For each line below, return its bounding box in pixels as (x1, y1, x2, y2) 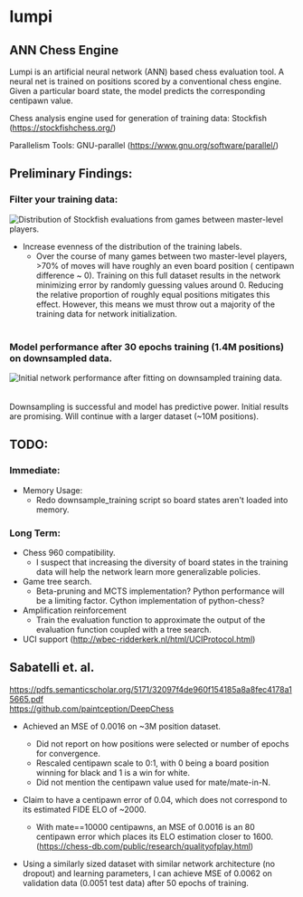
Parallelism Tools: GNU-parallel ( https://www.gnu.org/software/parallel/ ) (9, 140, 279, 150)
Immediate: (9, 464, 61, 477)
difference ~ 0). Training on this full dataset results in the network (35, 270, 281, 281)
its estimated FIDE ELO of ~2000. (22, 804, 147, 815)
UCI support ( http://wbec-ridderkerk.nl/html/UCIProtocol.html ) (22, 634, 256, 644)
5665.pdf (9, 693, 43, 704)
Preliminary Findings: (9, 166, 133, 182)
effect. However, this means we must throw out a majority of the (35, 299, 276, 310)
